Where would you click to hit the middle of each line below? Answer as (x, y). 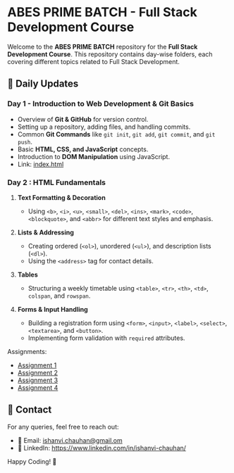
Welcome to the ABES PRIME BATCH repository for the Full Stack (103, 46)
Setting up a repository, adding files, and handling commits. (104, 127)
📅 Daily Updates (43, 84)
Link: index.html (41, 164)
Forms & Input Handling (53, 309)
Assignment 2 (38, 372)
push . (25, 141)
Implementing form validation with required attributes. (106, 338)
